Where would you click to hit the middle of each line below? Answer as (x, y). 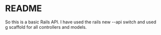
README (24, 9)
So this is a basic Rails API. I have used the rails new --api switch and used (80, 22)
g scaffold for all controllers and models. (46, 27)
